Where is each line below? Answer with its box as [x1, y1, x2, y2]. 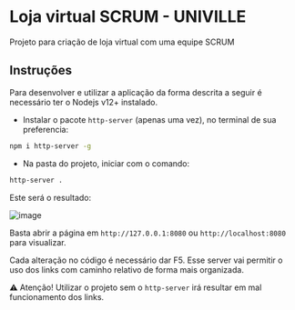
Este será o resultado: [9, 192, 92, 203]
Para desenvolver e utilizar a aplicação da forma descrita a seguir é [9, 86, 262, 97]
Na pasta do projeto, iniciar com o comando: [22, 157, 190, 169]
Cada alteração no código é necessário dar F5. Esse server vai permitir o [9, 255, 283, 265]
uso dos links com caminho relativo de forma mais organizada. [9, 264, 244, 275]
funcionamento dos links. [9, 291, 105, 302]
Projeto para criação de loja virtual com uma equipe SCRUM [9, 36, 235, 47]
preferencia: [22, 124, 69, 135]
